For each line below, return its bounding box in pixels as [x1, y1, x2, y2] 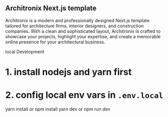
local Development [5, 48, 45, 54]
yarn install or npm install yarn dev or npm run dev [5, 106, 111, 112]
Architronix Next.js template [5, 4, 97, 13]
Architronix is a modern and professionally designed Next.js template [5, 17, 150, 23]
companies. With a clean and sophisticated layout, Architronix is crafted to [5, 28, 161, 34]
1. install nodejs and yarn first [5, 67, 132, 78]
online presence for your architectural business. [5, 39, 106, 45]
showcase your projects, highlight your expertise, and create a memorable [5, 33, 161, 39]
